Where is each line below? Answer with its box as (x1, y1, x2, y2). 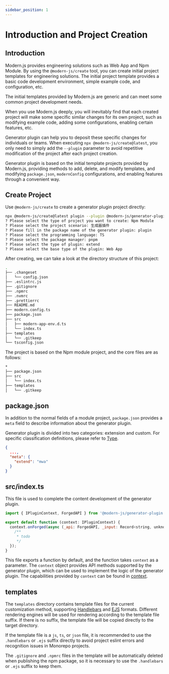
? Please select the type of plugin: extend (5, 242, 100, 247)
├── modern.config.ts (5, 307, 51, 312)
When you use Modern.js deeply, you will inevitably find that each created (5, 109, 159, 115)
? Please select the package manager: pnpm (5, 237, 98, 242)
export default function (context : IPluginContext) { (5, 520, 121, 525)
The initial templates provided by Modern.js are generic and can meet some (5, 94, 162, 100)
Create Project (5, 191, 52, 199)
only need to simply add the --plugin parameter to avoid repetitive (5, 145, 143, 151)
